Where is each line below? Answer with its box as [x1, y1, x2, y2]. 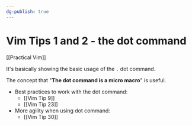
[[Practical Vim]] [6, 54, 46, 61]
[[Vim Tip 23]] [23, 101, 58, 108]
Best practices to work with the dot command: [14, 88, 128, 95]
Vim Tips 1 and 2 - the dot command [6, 34, 187, 47]
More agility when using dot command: [14, 107, 111, 114]
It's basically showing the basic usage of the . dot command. [6, 65, 156, 72]
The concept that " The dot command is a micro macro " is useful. [6, 76, 167, 83]
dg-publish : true [6, 8, 49, 15]
